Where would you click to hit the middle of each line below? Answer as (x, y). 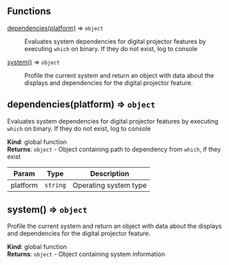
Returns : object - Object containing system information (86, 254)
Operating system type (109, 185)
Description (110, 173)
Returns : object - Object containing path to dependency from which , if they (114, 149)
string (55, 185)
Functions (29, 11)
